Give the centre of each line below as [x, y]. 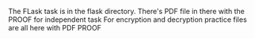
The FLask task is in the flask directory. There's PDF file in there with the [127, 11]
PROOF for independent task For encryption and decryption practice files [127, 19]
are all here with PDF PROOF [55, 28]
